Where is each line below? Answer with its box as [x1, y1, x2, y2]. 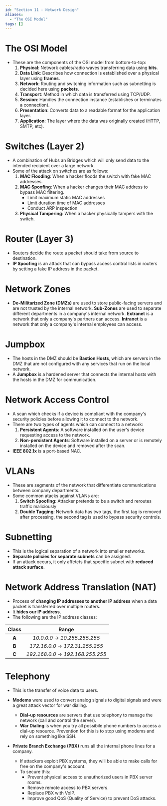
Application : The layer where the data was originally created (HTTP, [19, 118, 161, 124]
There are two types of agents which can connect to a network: [12, 421, 144, 427]
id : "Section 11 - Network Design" [5, 7, 79, 13]
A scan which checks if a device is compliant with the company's [12, 411, 147, 417]
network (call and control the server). [19, 717, 96, 723]
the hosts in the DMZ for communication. [12, 376, 97, 382]
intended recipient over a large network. [12, 163, 95, 169]
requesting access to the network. [19, 432, 91, 438]
